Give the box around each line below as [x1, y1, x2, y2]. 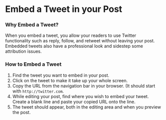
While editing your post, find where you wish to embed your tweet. [12, 93, 149, 99]
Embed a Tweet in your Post [5, 3, 123, 15]
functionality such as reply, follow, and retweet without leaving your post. [5, 38, 155, 44]
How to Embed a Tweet [5, 61, 62, 68]
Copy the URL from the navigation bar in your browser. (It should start [12, 83, 156, 89]
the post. [12, 109, 31, 115]
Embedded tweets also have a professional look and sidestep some [5, 43, 143, 49]
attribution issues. [5, 48, 42, 54]
